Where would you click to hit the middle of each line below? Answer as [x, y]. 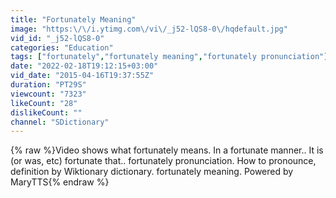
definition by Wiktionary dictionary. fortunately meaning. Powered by [152, 172]
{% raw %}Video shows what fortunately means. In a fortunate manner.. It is [167, 150]
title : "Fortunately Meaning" [73, 19]
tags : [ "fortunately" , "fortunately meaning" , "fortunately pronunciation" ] [169, 57]
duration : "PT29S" [48, 85]
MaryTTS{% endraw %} [60, 182]
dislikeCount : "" [46, 112]
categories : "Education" [62, 47]
